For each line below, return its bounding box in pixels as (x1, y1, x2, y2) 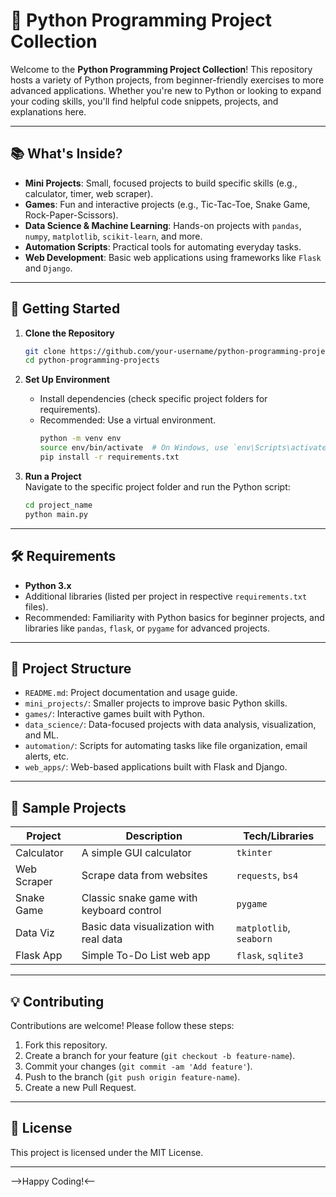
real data (81, 932, 123, 946)
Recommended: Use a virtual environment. (39, 414, 217, 426)
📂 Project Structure (10, 660, 132, 677)
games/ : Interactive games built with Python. (24, 708, 205, 720)
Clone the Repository (24, 327, 115, 339)
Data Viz (15, 926, 55, 940)
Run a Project (24, 470, 82, 482)
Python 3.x (24, 579, 72, 591)
